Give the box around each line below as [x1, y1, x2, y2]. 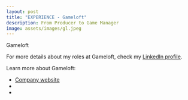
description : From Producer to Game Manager [6, 20, 119, 26]
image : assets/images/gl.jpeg [6, 25, 82, 32]
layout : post [6, 8, 39, 15]
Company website [14, 76, 60, 83]
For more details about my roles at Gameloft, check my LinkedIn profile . [6, 53, 183, 60]
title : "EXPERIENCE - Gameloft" [6, 14, 87, 20]
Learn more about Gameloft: [6, 65, 76, 72]
